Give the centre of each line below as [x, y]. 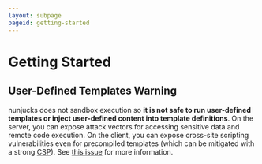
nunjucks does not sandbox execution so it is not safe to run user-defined [129, 110]
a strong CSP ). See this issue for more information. [91, 151]
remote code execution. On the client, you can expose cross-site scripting [129, 135]
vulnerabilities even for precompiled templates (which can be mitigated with [131, 143]
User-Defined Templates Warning [93, 91]
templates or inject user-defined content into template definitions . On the [131, 118]
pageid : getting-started [49, 23]
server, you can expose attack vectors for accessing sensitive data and [124, 126]
